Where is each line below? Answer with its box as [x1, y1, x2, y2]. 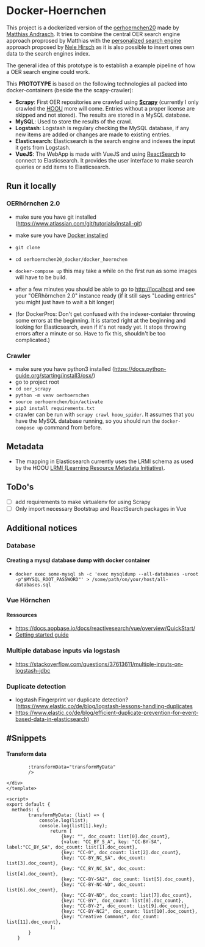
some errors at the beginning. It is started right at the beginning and [15, 316, 186, 324]
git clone [15, 244, 41, 250]
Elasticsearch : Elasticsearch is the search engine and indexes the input [15, 137, 195, 144]
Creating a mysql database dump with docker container [6, 557, 151, 564]
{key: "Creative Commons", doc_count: [60, 913, 160, 920]
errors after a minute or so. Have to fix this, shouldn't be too [15, 329, 166, 337]
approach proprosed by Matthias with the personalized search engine [6, 37, 182, 44]
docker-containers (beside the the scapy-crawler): [6, 86, 134, 93]
